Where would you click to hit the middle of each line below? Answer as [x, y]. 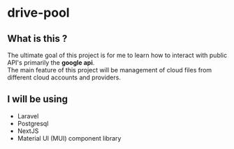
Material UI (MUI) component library [69, 138]
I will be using [38, 99]
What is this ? [37, 39]
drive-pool [38, 13]
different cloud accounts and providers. [64, 77]
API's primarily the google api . [51, 63]
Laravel [28, 116]
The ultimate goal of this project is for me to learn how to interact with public [117, 55]
